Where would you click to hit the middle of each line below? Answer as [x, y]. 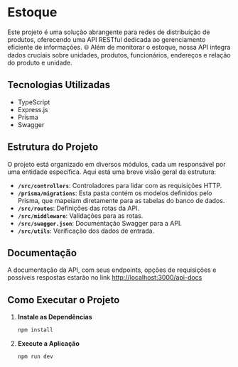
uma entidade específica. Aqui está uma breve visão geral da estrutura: [112, 172]
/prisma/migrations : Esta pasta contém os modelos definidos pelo [115, 193]
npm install [35, 330]
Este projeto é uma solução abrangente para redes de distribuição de [109, 32]
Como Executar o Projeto [64, 300]
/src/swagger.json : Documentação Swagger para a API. [100, 223]
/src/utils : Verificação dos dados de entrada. [86, 231]
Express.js [33, 109]
